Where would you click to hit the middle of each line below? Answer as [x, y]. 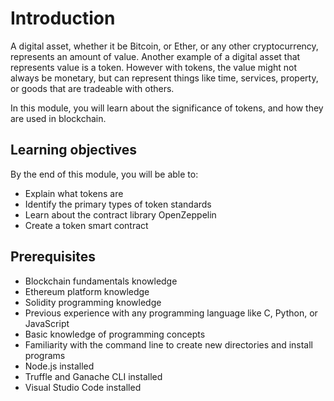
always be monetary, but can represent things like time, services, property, [164, 78]
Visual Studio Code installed [83, 387]
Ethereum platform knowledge [87, 291]
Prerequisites [53, 257]
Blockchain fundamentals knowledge [101, 281]
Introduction [63, 18]
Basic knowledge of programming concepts [115, 334]
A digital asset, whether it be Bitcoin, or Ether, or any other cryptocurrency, [164, 46]
